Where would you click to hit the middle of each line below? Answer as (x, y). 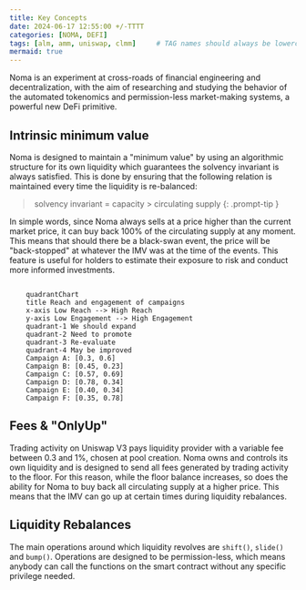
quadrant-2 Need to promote (79, 334)
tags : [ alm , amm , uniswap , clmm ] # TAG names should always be (140, 43)
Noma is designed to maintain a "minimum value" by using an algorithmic (147, 157)
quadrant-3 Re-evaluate (71, 342)
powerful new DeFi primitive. (63, 107)
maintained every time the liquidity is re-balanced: (103, 186)
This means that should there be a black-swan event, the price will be (140, 240)
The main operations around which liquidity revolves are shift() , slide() (147, 546)
